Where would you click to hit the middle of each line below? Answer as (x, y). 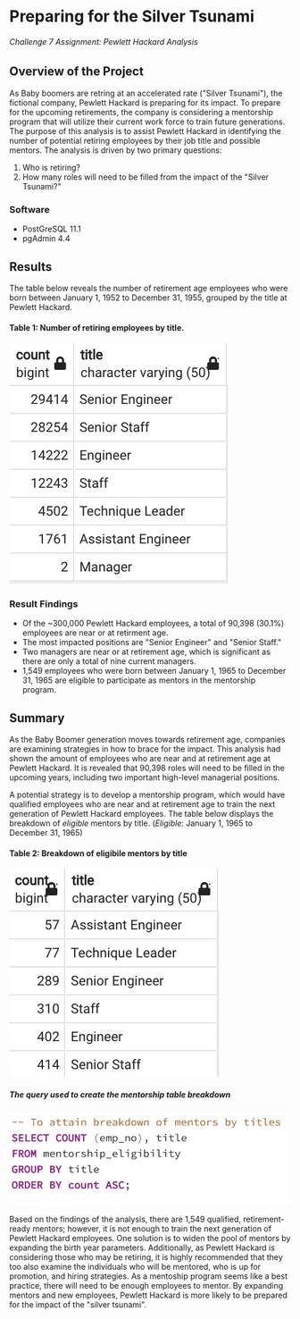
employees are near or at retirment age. (95, 633)
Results (31, 267)
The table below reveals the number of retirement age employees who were (149, 288)
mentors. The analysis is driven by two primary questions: (116, 150)
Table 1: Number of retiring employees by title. (97, 327)
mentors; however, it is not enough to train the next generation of (152, 1229)
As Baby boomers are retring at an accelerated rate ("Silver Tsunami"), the (146, 93)
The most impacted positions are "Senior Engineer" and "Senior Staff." (152, 643)
